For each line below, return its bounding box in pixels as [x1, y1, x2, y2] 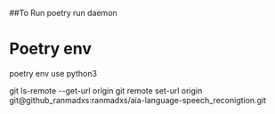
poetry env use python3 [9, 68, 98, 78]
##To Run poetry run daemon [9, 8, 117, 18]
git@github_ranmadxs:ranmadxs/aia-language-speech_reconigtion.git [9, 94, 267, 105]
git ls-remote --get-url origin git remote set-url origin [9, 85, 203, 96]
